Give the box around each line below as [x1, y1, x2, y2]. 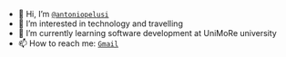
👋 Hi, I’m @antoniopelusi [17, 9, 109, 19]
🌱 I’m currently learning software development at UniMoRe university [17, 28, 278, 38]
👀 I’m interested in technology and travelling [17, 18, 184, 29]
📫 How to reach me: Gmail [17, 38, 119, 49]
